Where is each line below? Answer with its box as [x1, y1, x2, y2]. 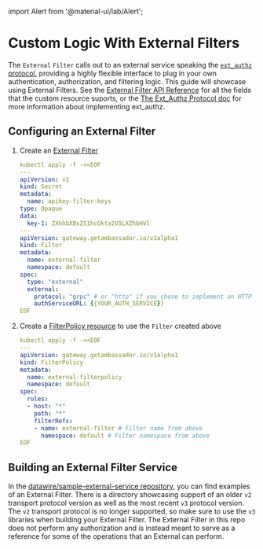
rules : [27, 395, 49, 403]
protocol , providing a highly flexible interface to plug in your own [8, 68, 217, 78]
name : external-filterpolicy [27, 373, 122, 381]
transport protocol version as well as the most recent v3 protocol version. [8, 499, 245, 508]
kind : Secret [19, 182, 63, 191]
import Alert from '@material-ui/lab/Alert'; [8, 7, 144, 16]
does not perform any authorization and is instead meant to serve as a [8, 523, 236, 533]
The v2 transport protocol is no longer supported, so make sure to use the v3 [8, 507, 256, 516]
